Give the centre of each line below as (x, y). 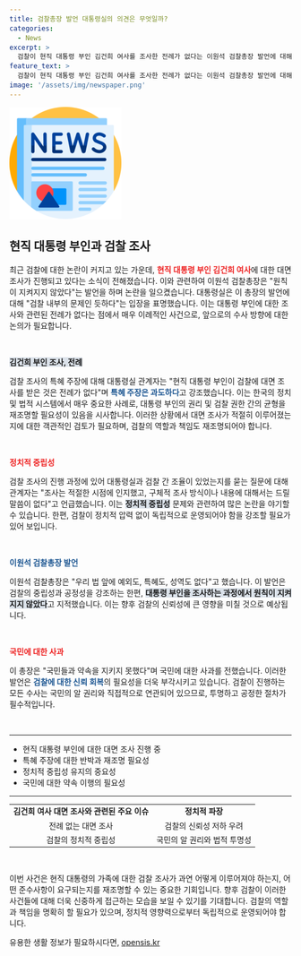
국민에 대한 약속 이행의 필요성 (73, 782)
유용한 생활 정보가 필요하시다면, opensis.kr (85, 943)
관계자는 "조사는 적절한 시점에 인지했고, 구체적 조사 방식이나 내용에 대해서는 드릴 (150, 492)
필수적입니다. (32, 704)
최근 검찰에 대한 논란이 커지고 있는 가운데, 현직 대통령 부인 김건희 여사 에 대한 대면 (150, 270)
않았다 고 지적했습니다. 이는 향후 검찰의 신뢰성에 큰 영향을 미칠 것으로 (145, 604)
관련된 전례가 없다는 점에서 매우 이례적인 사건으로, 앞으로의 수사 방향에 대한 (157, 314)
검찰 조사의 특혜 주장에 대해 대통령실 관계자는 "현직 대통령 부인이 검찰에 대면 (142, 381)
